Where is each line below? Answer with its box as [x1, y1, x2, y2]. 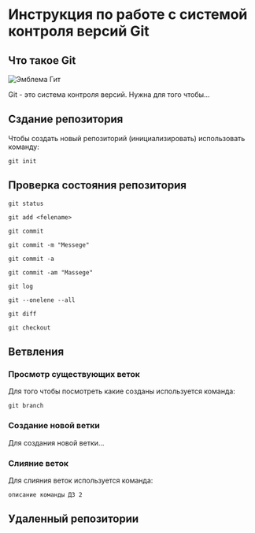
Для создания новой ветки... [8, 438, 105, 447]
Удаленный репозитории [8, 512, 139, 526]
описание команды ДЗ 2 [8, 490, 83, 498]
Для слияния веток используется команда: [8, 475, 153, 485]
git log [8, 282, 34, 290]
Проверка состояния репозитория [8, 179, 187, 192]
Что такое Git [8, 54, 76, 67]
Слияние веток [8, 457, 69, 468]
